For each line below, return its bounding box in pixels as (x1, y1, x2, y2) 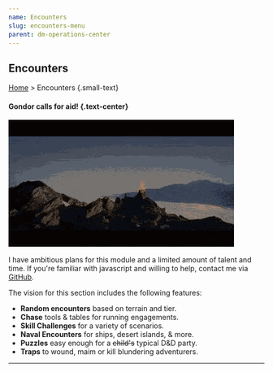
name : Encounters (8, 13, 67, 21)
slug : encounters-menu (8, 21, 85, 30)
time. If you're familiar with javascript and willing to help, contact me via (8, 264, 249, 274)
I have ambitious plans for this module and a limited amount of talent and (8, 255, 252, 265)
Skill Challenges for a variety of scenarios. (19, 321, 164, 331)
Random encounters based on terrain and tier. (19, 304, 177, 314)
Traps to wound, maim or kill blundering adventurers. (19, 347, 199, 357)
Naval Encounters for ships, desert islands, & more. (19, 330, 194, 340)
